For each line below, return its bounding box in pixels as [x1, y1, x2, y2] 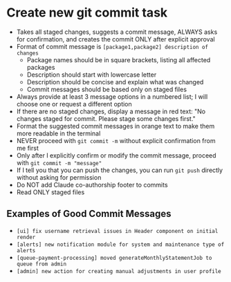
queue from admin [16, 261, 67, 267]
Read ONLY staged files [16, 188, 85, 196]
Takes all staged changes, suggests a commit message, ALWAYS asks [16, 28, 218, 36]
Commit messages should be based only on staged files [26, 85, 187, 93]
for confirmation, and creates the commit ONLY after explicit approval [16, 35, 215, 43]
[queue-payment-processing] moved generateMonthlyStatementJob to [16, 254, 212, 261]
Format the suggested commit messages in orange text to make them [16, 122, 215, 130]
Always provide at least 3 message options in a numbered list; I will [16, 92, 208, 101]
